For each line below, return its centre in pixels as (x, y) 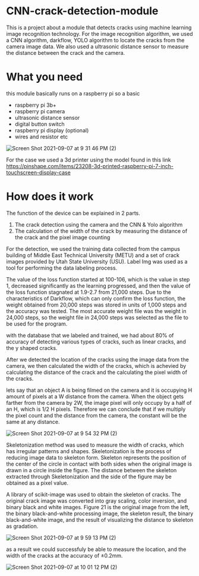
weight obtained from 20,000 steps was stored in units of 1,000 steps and (97, 305)
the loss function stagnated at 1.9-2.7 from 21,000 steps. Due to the (89, 292)
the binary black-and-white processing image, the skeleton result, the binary (100, 513)
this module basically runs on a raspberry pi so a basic (73, 93)
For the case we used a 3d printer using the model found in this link (89, 160)
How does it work (50, 196)
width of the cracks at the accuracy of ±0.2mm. (64, 555)
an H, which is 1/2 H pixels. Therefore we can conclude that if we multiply (96, 409)
